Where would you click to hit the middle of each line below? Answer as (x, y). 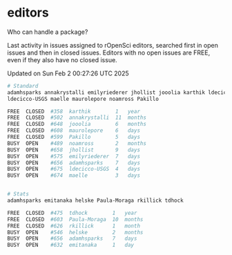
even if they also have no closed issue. (62, 59)
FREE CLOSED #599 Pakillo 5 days (74, 137)
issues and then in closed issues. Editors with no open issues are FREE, (109, 53)
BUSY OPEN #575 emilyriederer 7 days (74, 156)
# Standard (23, 86)
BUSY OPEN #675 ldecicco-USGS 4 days (74, 169)
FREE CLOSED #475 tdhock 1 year (72, 213)
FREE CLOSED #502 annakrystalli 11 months (77, 118)
